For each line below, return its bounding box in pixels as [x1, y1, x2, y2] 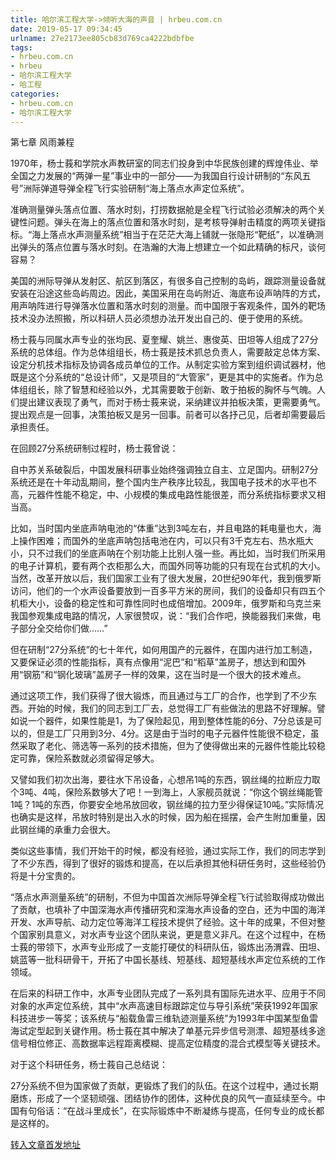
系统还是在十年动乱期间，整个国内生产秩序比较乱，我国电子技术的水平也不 [10, 476, 317, 488]
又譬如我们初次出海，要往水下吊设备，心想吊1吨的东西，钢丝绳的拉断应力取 [10, 774, 321, 786]
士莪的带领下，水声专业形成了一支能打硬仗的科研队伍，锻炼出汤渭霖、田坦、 [10, 941, 326, 953]
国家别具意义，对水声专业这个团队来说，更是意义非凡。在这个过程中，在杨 [18, 929, 326, 941]
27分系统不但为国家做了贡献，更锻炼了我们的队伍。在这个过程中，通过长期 [10, 1080, 319, 1092]
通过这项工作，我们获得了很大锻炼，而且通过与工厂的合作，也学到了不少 [10, 690, 308, 702]
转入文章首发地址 [10, 1139, 81, 1151]
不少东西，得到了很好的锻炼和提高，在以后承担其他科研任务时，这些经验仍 [18, 857, 326, 870]
